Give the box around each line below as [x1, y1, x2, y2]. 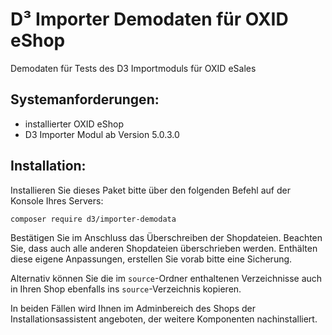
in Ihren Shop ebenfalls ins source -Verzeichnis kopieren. [10, 283, 242, 295]
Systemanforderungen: [10, 91, 160, 108]
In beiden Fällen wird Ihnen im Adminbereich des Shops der [10, 302, 256, 314]
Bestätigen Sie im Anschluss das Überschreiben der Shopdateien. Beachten [10, 231, 323, 243]
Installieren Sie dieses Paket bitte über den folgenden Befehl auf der [10, 184, 291, 196]
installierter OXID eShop [24, 118, 124, 130]
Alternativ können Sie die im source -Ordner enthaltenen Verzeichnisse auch [10, 272, 323, 284]
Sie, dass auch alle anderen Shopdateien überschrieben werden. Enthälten [10, 242, 318, 254]
